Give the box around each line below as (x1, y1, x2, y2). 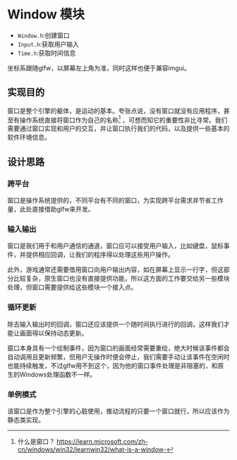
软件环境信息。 (7, 133, 51, 142)
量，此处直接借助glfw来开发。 (7, 205, 95, 214)
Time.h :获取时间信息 (17, 49, 76, 57)
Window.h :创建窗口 (17, 31, 71, 40)
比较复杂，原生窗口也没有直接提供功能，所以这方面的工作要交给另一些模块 (13, 274, 230, 283)
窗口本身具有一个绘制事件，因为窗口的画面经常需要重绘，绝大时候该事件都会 (7, 344, 230, 352)
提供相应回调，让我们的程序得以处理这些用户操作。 (25, 250, 174, 259)
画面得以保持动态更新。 (19, 329, 88, 337)
